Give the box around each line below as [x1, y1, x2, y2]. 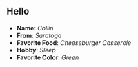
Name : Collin [16, 23, 54, 32]
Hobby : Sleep [16, 46, 56, 54]
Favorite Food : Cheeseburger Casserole [16, 38, 132, 47]
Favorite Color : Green [16, 53, 79, 61]
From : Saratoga [16, 31, 62, 39]
